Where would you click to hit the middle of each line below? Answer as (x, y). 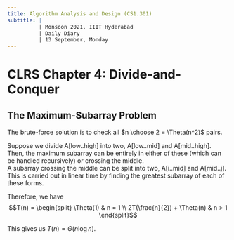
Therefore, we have (36, 196)
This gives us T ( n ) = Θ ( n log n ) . (52, 229)
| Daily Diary (59, 33)
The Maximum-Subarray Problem (82, 115)
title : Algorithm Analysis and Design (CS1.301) (80, 14)
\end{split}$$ (118, 215)
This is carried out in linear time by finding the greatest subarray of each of (116, 175)
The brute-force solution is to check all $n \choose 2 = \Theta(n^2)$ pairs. (115, 132)
